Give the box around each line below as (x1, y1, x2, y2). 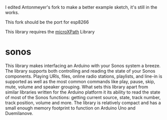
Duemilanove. (5, 110, 33, 116)
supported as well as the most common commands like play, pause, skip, (5, 78, 156, 84)
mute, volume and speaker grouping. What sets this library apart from (5, 84, 149, 90)
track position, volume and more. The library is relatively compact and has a (5, 100, 161, 106)
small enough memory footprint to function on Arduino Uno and (5, 105, 136, 111)
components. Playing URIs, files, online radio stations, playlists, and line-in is (5, 73, 163, 79)
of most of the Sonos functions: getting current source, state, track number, (5, 94, 161, 100)
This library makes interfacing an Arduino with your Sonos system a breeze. (5, 62, 161, 69)
